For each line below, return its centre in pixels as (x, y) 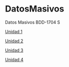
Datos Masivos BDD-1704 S (33, 22)
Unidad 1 (14, 31)
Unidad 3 (14, 50)
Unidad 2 (14, 41)
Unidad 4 (14, 59)
